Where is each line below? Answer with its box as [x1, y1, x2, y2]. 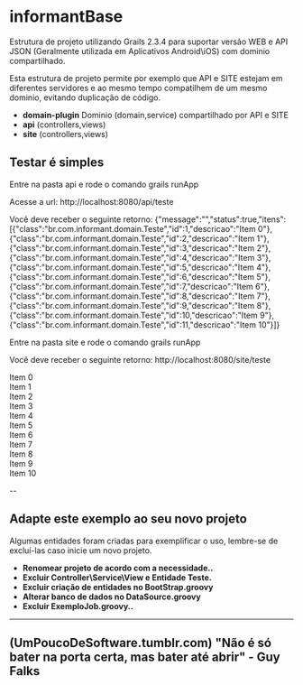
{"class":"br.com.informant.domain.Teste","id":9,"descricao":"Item [9, 300, 255, 310]
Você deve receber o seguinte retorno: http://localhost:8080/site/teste [9, 354, 271, 365]
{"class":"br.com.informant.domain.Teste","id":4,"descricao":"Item [9, 252, 255, 263]
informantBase [9, 6, 124, 27]
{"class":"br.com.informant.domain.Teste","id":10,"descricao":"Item [9, 310, 259, 320]
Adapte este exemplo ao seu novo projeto [9, 512, 248, 527]
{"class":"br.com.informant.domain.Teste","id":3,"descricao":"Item [9, 242, 255, 254]
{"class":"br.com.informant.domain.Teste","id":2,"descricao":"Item [9, 233, 255, 244]
